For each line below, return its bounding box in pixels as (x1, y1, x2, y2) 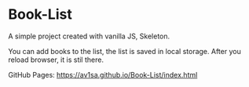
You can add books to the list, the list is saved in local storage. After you (8, 46, 241, 56)
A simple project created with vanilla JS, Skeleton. (8, 31, 170, 41)
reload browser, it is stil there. (8, 55, 104, 64)
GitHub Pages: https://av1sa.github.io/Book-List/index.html (8, 70, 198, 79)
